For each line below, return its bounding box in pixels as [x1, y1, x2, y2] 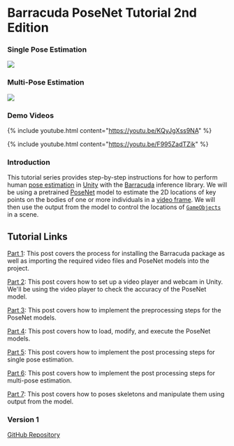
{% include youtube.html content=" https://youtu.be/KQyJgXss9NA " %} [7, 127, 212, 135]
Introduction [7, 157, 50, 167]
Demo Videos [7, 110, 54, 120]
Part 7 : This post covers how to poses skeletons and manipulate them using [7, 390, 225, 398]
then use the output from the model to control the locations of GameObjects [7, 203, 221, 211]
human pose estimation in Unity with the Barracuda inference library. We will [7, 180, 228, 189]
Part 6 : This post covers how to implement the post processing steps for [7, 369, 215, 377]
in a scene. [7, 210, 39, 219]
